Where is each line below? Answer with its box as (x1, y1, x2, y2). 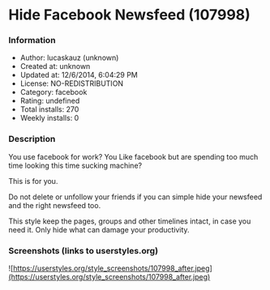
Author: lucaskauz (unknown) (19, 53, 119, 62)
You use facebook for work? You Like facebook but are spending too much (8, 151, 259, 161)
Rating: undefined (19, 96, 80, 106)
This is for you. (8, 176, 58, 186)
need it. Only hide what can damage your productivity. (8, 224, 190, 234)
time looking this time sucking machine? (8, 160, 143, 170)
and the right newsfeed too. (8, 200, 101, 210)
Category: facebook (19, 87, 88, 97)
